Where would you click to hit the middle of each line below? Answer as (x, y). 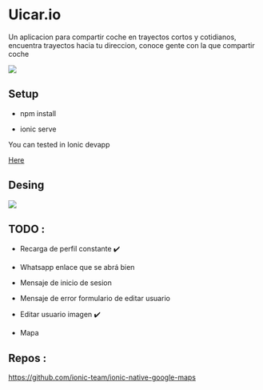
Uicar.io (35, 15)
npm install (38, 113)
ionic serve (38, 129)
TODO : (27, 229)
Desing (26, 185)
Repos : (27, 358)
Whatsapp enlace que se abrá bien (77, 267)
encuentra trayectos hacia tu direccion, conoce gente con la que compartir (131, 45)
